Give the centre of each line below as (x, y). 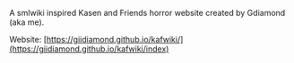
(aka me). (27, 22)
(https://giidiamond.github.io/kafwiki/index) (89, 49)
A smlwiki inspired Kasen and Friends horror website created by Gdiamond (147, 13)
